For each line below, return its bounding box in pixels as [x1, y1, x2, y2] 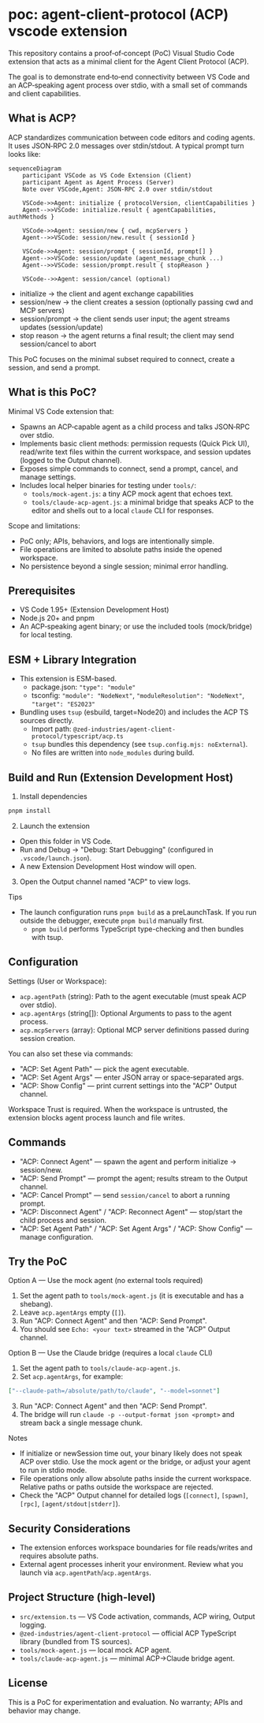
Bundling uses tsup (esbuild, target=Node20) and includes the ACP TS [19, 707, 249, 717]
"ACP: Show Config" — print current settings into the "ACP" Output [19, 1080, 237, 1090]
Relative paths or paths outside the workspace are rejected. [19, 1482, 214, 1492]
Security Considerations [8, 1522, 132, 1535]
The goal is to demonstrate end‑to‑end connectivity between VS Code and [8, 72, 251, 81]
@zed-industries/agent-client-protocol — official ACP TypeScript [19, 1628, 236, 1638]
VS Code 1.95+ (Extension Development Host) [19, 605, 169, 614]
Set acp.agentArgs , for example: [19, 1372, 124, 1382]
